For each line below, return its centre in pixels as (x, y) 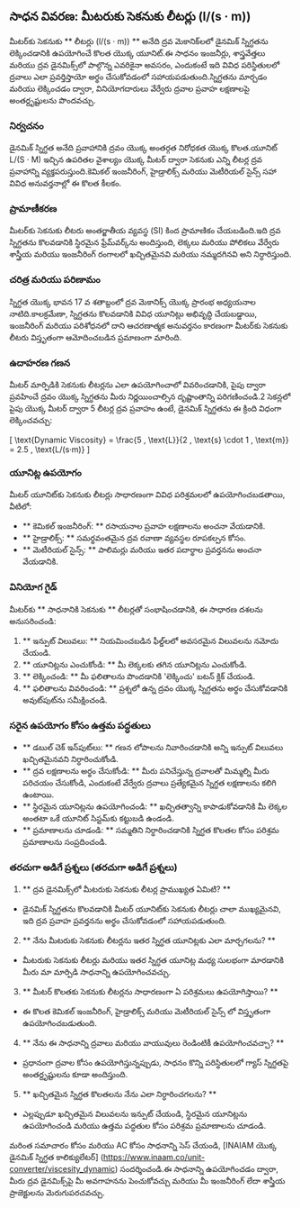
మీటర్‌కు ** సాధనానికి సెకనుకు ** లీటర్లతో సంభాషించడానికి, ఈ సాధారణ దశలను (136, 609)
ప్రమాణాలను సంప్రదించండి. (65, 841)
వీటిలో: (21, 506)
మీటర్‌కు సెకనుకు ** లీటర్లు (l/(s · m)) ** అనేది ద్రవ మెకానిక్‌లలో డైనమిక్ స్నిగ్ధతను (139, 41)
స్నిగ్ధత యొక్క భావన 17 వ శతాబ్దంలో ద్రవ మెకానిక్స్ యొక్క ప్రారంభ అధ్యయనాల (132, 302)
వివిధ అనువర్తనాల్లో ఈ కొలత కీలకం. (66, 183)
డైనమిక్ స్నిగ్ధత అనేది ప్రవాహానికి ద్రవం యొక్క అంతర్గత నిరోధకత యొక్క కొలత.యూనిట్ (144, 148)
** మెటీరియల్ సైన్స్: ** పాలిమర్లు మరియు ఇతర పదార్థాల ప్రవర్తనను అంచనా (142, 550)
